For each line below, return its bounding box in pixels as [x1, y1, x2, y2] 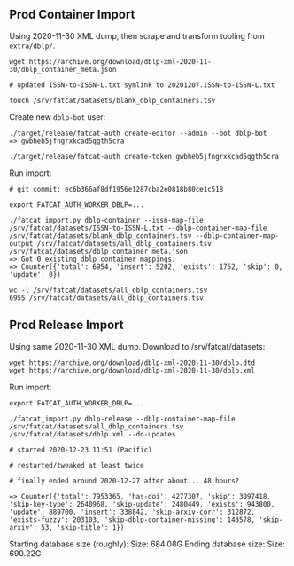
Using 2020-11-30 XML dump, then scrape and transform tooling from [9, 30, 265, 41]
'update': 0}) [9, 270, 62, 279]
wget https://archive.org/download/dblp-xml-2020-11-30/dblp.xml [9, 366, 255, 375]
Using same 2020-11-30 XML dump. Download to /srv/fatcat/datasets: [9, 341, 266, 351]
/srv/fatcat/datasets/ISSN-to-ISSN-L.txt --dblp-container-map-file [9, 224, 267, 232]
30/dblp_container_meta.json [9, 65, 117, 74]
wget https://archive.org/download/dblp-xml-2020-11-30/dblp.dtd [9, 358, 255, 367]
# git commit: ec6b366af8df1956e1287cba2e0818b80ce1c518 [9, 185, 224, 193]
